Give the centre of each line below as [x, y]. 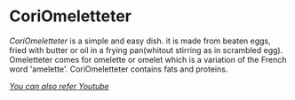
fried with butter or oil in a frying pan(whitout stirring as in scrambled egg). [146, 50]
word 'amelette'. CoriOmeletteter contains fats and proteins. [119, 69]
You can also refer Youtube [59, 86]
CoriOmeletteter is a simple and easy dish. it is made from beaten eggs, [140, 41]
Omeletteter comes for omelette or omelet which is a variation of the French [148, 59]
